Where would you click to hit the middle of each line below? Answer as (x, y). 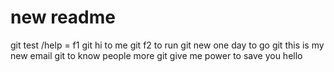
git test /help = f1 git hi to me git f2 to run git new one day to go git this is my (167, 45)
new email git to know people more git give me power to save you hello (156, 55)
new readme (63, 17)
